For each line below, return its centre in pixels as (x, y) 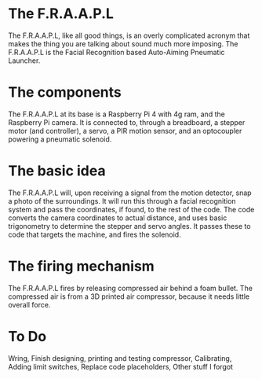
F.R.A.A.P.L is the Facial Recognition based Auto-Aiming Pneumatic (116, 52)
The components (65, 92)
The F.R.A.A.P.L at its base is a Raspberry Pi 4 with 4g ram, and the (116, 114)
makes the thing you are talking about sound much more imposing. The (123, 43)
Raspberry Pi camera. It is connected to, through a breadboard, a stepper (127, 122)
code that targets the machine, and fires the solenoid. (95, 234)
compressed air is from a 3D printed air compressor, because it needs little (129, 296)
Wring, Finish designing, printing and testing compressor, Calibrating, (120, 358)
